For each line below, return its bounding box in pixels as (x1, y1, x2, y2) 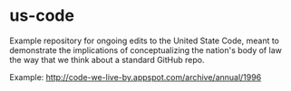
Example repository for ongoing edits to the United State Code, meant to (9, 35, 279, 46)
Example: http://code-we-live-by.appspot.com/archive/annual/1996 (9, 71, 262, 82)
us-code (9, 5, 75, 26)
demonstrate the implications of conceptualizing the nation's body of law (9, 44, 283, 55)
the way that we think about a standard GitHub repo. (9, 54, 205, 65)
